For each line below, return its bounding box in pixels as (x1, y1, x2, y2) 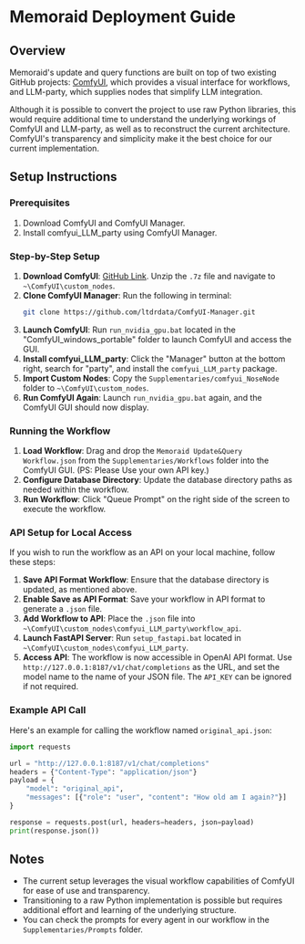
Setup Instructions (9, 169, 117, 184)
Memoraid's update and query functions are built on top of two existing (9, 67, 277, 78)
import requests (9, 742, 71, 751)
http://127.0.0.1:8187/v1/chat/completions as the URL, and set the (22, 662, 280, 673)
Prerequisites (9, 196, 70, 209)
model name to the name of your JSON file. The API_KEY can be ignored (22, 671, 292, 682)
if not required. (22, 681, 79, 692)
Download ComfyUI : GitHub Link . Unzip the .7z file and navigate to (22, 270, 276, 281)
